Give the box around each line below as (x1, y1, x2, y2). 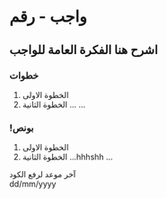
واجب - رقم (9, 6, 88, 27)
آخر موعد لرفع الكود (9, 169, 76, 180)
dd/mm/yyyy (9, 178, 57, 190)
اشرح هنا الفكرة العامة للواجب (9, 42, 159, 58)
